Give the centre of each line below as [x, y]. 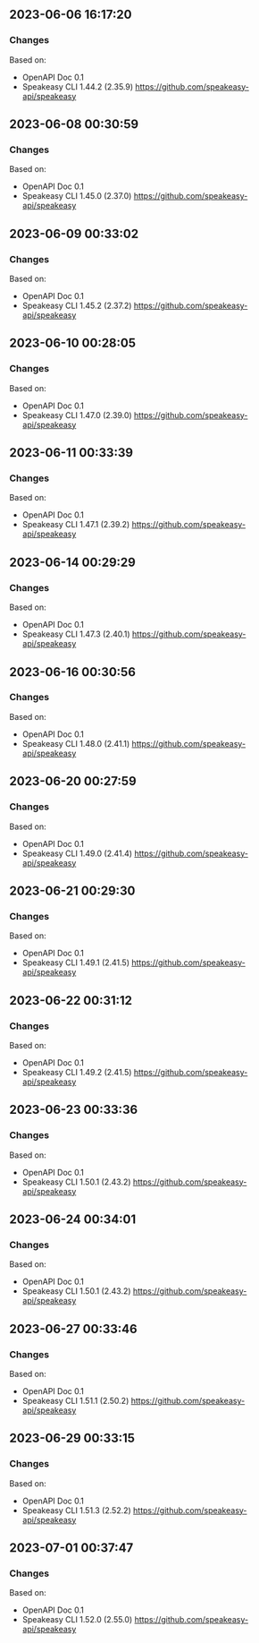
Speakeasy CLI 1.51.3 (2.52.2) [76, 1510]
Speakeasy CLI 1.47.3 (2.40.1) [76, 634]
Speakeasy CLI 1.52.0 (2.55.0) [77, 1620]
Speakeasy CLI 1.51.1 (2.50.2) [75, 1400]
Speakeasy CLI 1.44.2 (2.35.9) [78, 86]
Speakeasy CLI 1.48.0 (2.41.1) [76, 743]
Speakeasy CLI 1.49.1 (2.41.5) [76, 963]
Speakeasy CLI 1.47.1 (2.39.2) [76, 525]
